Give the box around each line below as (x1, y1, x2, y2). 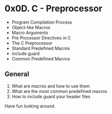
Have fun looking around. (4, 103, 56, 109)
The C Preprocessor (11, 40, 53, 46)
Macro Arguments (11, 29, 48, 35)
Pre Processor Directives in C (11, 35, 71, 41)
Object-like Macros (11, 24, 50, 30)
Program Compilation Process (11, 19, 72, 25)
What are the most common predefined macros (11, 88, 108, 94)
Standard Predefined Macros (11, 45, 70, 51)
